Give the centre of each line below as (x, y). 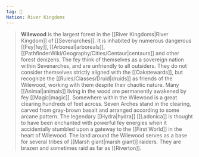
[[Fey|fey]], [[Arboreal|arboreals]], (63, 47)
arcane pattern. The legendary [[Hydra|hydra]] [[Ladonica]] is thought (107, 116)
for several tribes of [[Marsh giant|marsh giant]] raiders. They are (101, 142)
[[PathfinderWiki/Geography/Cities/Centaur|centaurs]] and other (100, 53)
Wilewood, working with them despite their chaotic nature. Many (100, 84)
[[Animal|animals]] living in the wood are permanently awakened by (103, 91)
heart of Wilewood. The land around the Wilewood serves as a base (104, 135)
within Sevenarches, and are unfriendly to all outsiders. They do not (104, 65)
